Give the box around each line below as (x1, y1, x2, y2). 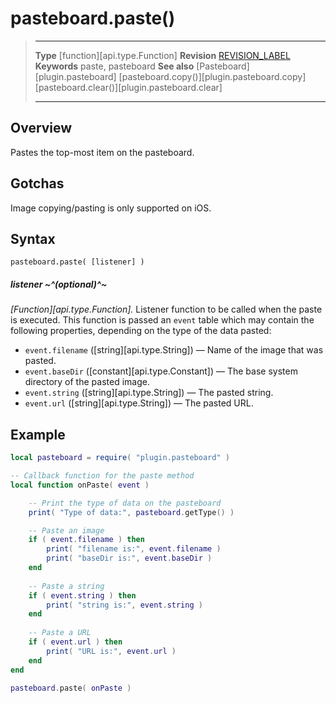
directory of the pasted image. (24, 376, 150, 388)
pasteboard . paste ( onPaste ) (10, 683, 132, 693)
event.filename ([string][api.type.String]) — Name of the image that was (24, 344, 324, 356)
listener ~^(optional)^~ (10, 278, 108, 290)
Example (10, 426, 66, 443)
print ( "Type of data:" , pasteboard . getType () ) (28, 507, 235, 517)
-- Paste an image (28, 525, 105, 536)
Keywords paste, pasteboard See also (34, 60, 195, 72)
